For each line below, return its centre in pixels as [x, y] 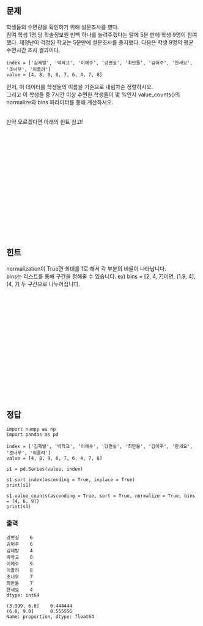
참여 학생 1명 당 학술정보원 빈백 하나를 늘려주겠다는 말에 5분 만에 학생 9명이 [96, 34]
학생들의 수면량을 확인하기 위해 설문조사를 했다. [63, 27]
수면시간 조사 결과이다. [33, 50]
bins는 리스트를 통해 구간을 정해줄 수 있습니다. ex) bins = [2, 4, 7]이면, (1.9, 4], [101, 276]
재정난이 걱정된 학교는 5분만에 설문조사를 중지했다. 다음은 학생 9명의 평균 [106, 42]
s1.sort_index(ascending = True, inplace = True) [71, 480]
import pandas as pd [33, 435]
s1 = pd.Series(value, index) [45, 469]
